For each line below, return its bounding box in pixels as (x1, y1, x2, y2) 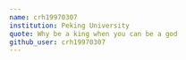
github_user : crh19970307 (9, 37, 106, 47)
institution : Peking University (9, 21, 130, 30)
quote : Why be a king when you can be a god (9, 29, 178, 38)
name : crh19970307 (9, 12, 78, 22)
